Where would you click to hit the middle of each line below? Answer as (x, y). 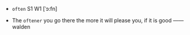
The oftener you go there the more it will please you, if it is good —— (98, 20)
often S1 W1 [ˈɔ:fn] (35, 9)
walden (21, 27)
